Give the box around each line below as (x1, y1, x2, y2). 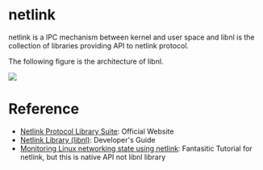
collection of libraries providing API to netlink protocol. (8, 40, 190, 50)
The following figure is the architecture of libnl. (8, 56, 164, 66)
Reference (8, 100, 79, 118)
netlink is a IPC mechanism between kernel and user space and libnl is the (8, 32, 255, 42)
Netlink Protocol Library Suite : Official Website (19, 126, 174, 136)
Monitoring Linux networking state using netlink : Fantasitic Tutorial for (19, 143, 253, 153)
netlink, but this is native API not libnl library (19, 151, 166, 162)
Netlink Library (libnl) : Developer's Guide (19, 135, 156, 144)
